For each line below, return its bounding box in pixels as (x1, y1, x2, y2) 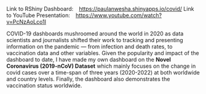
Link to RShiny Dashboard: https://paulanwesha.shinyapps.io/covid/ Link (6, 5, 194, 12)
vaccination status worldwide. (6, 82, 82, 89)
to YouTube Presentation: (6, 12, 71, 19)
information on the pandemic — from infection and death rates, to (6, 43, 173, 50)
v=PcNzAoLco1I (6, 18, 47, 25)
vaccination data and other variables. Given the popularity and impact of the (6, 49, 199, 57)
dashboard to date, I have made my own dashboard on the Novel (6, 56, 171, 63)
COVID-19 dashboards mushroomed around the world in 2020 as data (6, 30, 184, 37)
